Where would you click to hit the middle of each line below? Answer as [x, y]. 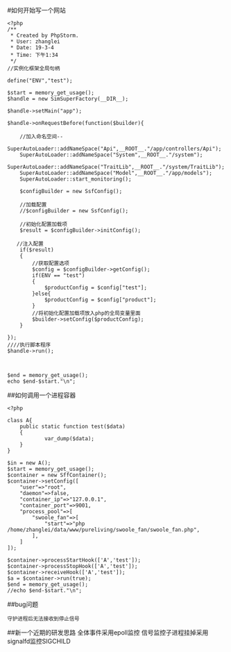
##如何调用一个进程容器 [42, 395]
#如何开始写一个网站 [36, 10]
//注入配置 [30, 244]
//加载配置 [33, 205]
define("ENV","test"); [40, 81]
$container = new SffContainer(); [57, 475]
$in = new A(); [29, 463]
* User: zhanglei [35, 42]
